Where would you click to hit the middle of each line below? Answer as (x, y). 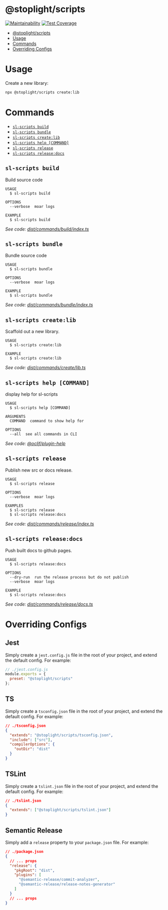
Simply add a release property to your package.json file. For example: (77, 842)
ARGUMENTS (16, 416)
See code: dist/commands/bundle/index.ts (49, 305)
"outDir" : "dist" (32, 749)
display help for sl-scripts (32, 394)
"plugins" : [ (28, 875)
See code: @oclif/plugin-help (35, 443)
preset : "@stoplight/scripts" (41, 679)
